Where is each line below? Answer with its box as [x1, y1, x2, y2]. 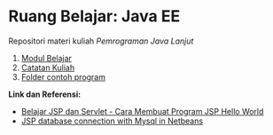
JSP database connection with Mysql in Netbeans [20, 115, 204, 126]
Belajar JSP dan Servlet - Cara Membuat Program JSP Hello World [20, 106, 264, 116]
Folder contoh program [20, 71, 105, 82]
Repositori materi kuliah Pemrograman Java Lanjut [8, 36, 194, 46]
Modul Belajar [20, 52, 73, 63]
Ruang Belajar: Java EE [8, 6, 181, 27]
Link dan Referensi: [8, 89, 82, 99]
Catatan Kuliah [20, 62, 75, 73]
